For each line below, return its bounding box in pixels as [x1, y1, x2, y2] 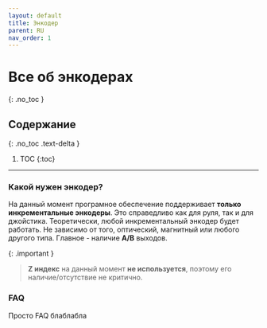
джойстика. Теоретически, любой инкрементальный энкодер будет [8, 217, 240, 226]
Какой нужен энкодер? [8, 181, 103, 192]
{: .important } [8, 248, 54, 259]
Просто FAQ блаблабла [8, 310, 87, 320]
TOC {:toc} [19, 154, 56, 163]
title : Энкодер [8, 19, 59, 27]
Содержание [8, 117, 77, 131]
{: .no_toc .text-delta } [8, 139, 80, 148]
